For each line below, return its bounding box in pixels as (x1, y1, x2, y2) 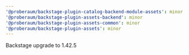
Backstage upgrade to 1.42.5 (5, 42, 77, 49)
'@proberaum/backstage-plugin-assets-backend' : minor (5, 14, 143, 20)
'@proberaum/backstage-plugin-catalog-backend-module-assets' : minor (5, 8, 184, 15)
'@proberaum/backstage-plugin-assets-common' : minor (5, 20, 140, 26)
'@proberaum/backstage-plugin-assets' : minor (5, 25, 121, 32)
